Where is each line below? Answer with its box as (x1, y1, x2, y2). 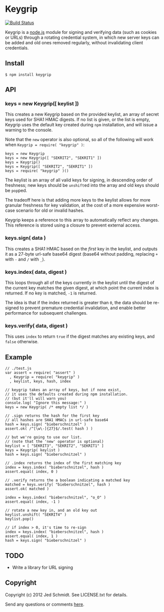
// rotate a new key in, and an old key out (5, 508, 97, 513)
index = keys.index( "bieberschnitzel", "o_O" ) (5, 495, 106, 500)
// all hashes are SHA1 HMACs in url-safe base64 (5, 418, 109, 423)
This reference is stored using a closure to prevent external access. (5, 222, 141, 228)
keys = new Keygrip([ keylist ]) (5, 100, 79, 107)
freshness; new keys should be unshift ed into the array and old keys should (5, 182, 159, 188)
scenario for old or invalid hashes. (16, 207, 85, 213)
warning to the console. (5, 127, 53, 133)
